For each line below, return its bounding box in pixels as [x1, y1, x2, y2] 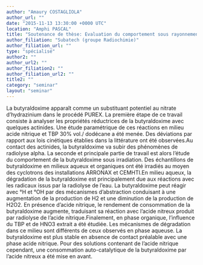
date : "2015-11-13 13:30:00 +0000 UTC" [6, 20, 107, 26]
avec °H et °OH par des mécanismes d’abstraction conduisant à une [6, 188, 176, 195]
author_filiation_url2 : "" [6, 71, 74, 77]
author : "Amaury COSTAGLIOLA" [6, 8, 83, 15]
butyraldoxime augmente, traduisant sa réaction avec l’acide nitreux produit [6, 207, 195, 215]
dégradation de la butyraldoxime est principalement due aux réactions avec [6, 175, 195, 183]
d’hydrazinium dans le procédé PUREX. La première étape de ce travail [6, 110, 183, 118]
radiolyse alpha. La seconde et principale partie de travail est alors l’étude [6, 149, 190, 156]
